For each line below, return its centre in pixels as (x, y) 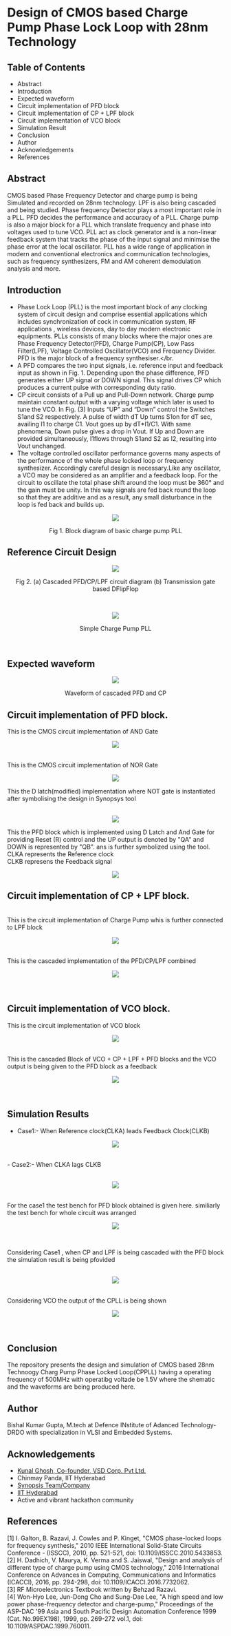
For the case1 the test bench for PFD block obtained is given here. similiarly (114, 1205)
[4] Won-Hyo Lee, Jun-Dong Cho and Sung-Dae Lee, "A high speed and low (115, 1597)
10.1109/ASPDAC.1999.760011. (49, 1626)
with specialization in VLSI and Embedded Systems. (99, 1432)
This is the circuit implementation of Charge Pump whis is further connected (115, 920)
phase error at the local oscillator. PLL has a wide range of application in (109, 247)
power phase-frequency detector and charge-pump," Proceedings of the (110, 1604)
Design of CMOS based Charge (98, 13)
